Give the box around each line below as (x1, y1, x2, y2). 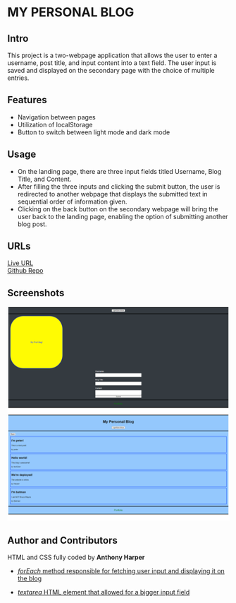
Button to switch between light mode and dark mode (17, 128, 170, 136)
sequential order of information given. (17, 197, 128, 206)
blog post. (17, 220, 47, 228)
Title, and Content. (17, 175, 72, 183)
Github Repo (7, 267, 44, 275)
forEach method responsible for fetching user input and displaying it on (17, 567, 225, 575)
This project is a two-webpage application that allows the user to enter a (7, 51, 218, 59)
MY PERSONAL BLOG (7, 4, 135, 21)
